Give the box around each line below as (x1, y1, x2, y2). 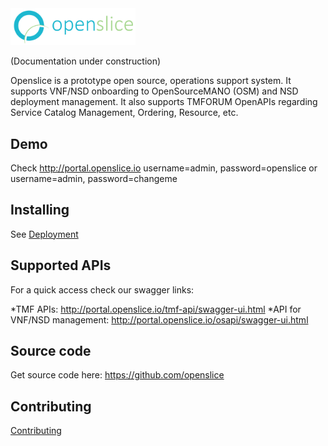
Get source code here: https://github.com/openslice (10, 369, 225, 381)
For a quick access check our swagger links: (10, 283, 195, 296)
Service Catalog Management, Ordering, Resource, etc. (10, 107, 239, 119)
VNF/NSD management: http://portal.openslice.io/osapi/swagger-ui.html (10, 313, 309, 326)
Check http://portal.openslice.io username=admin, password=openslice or (10, 162, 318, 174)
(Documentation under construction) (10, 55, 162, 67)
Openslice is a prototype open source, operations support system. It (10, 75, 292, 87)
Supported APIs (10, 257, 112, 274)
